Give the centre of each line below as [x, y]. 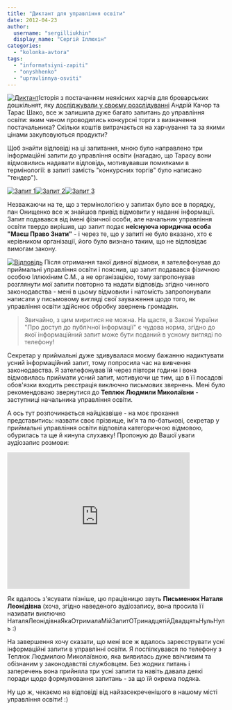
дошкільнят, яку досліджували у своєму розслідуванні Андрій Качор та [114, 105]
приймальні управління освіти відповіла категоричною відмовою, [105, 428]
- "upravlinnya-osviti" [48, 78]
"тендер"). [23, 178]
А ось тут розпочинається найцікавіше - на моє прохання [93, 413]
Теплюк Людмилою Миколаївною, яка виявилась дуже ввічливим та [109, 657]
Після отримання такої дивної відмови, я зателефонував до [132, 262]
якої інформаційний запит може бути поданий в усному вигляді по [123, 335]
